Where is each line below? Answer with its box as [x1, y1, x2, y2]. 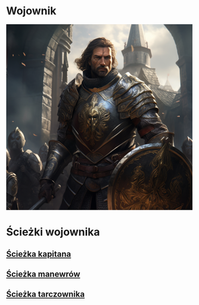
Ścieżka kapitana [6, 249, 71, 259]
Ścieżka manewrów [6, 269, 80, 279]
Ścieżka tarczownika [6, 290, 85, 300]
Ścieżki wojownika [6, 225, 100, 239]
